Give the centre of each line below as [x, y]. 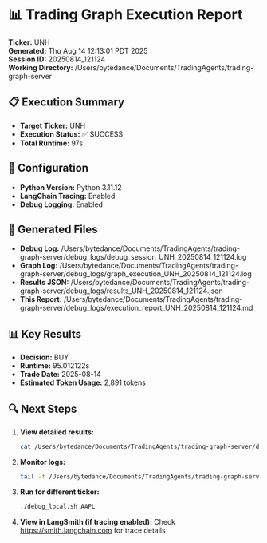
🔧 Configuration [49, 168]
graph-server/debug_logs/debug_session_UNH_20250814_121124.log [133, 257]
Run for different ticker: [59, 492]
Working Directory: [41, 67]
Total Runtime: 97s [51, 143]
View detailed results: [57, 432]
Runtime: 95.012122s [55, 366]
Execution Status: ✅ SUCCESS [71, 134]
